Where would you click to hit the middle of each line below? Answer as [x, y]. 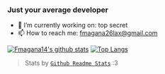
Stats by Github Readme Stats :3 [71, 63]
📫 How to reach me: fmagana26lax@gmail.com [87, 33]
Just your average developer [58, 10]
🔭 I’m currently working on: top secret [73, 25]
